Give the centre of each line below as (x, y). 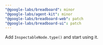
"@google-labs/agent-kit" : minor (39, 14)
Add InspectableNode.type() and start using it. (52, 37)
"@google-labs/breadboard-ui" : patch (43, 23)
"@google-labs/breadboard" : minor (40, 10)
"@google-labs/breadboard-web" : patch (44, 19)
